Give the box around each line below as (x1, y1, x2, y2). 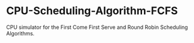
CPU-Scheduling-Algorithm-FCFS (6, 4, 178, 18)
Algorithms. (6, 29, 35, 37)
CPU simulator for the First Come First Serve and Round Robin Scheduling (6, 24, 188, 31)
